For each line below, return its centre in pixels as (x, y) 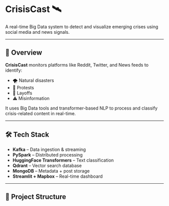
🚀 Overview (24, 53)
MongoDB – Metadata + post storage (51, 171)
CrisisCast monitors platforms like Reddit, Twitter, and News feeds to (77, 65)
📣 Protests (23, 87)
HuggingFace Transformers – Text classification (63, 160)
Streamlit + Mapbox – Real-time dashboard (58, 176)
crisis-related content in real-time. (41, 113)
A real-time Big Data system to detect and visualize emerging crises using (82, 27)
